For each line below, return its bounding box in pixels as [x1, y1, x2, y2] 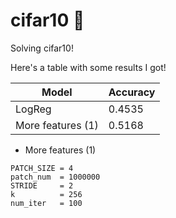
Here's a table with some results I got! [10, 61, 167, 73]
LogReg [15, 102, 52, 116]
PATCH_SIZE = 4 [10, 163, 74, 173]
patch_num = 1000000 [10, 172, 101, 182]
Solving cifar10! [10, 42, 74, 54]
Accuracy [108, 85, 156, 99]
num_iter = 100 [10, 198, 83, 208]
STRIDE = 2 [10, 180, 74, 191]
